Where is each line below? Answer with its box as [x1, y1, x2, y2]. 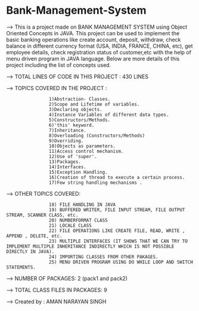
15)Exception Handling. [48, 169, 108, 175]
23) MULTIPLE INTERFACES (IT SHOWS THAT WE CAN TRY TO [48, 238, 188, 244]
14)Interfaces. [48, 164, 86, 170]
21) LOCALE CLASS [48, 222, 92, 229]
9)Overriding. [48, 138, 84, 144]
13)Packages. [48, 159, 82, 165]
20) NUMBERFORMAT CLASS [48, 217, 108, 223]
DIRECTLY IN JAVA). [6, 248, 55, 254]
